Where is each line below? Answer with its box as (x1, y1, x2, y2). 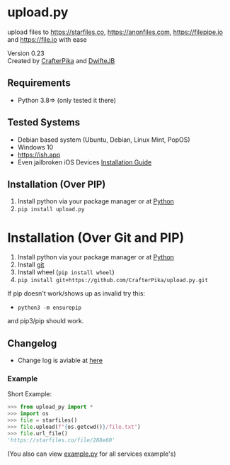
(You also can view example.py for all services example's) (7, 449, 176, 458)
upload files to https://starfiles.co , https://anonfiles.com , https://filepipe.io (7, 28, 223, 36)
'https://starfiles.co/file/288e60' (7, 437, 115, 444)
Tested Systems (7, 116, 80, 128)
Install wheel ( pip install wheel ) (17, 268, 115, 276)
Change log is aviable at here (17, 356, 103, 365)
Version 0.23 (7, 49, 45, 57)
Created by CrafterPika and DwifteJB (7, 56, 115, 65)
